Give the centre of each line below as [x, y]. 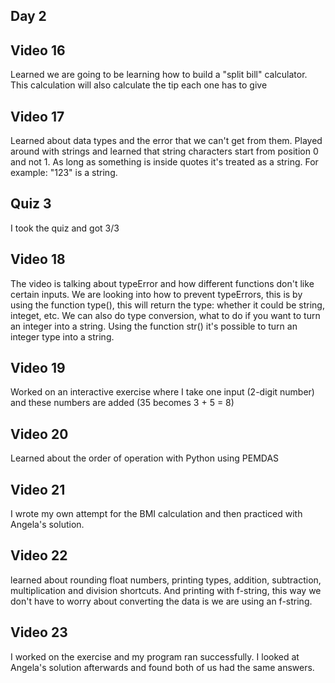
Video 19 [38, 368]
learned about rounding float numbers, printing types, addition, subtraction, [166, 580]
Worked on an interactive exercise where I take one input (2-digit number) [162, 392]
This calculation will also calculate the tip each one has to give [139, 85]
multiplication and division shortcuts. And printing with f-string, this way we [166, 590]
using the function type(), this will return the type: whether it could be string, [167, 305]
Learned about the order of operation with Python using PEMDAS [145, 458]
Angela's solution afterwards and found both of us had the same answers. [162, 667]
